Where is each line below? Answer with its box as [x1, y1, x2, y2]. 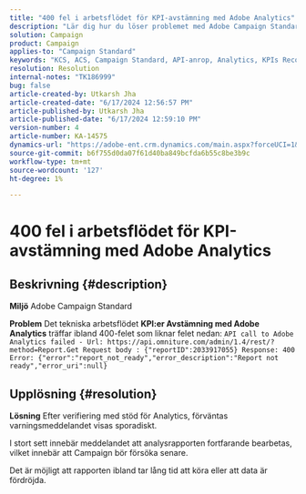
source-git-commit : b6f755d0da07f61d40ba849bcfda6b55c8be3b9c [9, 148, 250, 157]
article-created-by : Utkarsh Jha [9, 89, 137, 98]
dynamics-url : [9, 140, 64, 149]
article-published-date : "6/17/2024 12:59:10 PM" [9, 115, 202, 124]
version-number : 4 [9, 124, 79, 133]
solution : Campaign [9, 30, 84, 39]
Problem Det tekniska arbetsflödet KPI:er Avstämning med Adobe [9, 318, 260, 329]
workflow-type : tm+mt [9, 156, 92, 166]
